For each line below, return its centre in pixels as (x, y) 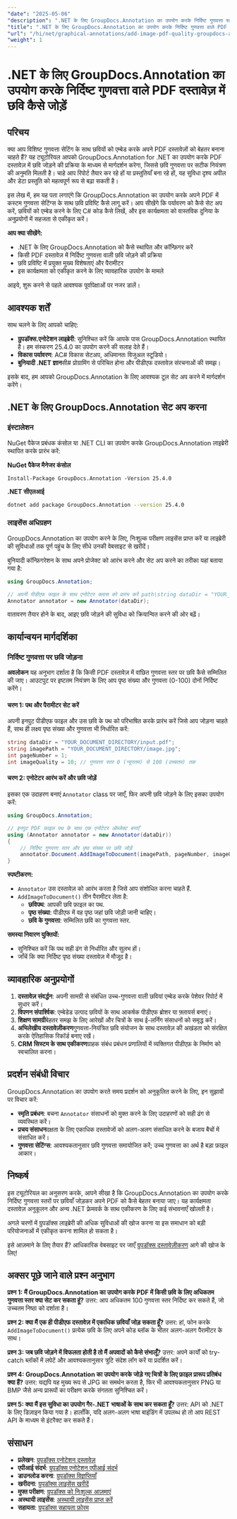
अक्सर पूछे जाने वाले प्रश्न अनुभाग (61, 1275)
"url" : (17, 34)
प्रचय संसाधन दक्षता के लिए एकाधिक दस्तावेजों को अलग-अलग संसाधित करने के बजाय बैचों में (119, 1129)
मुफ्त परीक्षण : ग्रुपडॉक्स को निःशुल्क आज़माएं (64, 1492)
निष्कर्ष (18, 1176)
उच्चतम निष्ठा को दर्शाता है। (38, 1308)
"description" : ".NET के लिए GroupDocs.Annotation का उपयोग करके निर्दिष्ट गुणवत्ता (115, 20)
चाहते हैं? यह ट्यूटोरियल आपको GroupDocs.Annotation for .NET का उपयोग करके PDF (115, 157)
